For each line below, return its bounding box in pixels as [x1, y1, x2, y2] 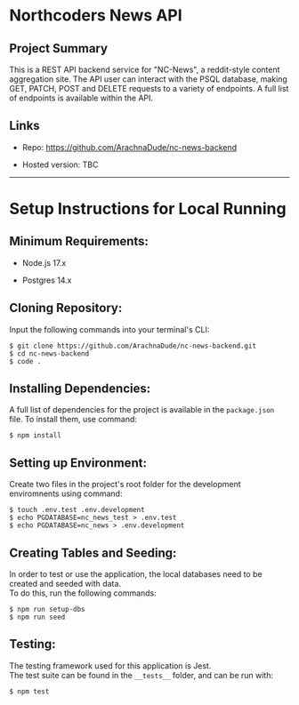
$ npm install [9, 431, 62, 440]
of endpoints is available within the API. [9, 92, 154, 103]
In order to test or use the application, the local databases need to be [9, 569, 263, 580]
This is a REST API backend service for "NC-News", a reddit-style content [9, 64, 280, 75]
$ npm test [9, 686, 50, 696]
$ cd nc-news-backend [9, 348, 90, 358]
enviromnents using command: [9, 488, 123, 499]
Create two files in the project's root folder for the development [9, 479, 241, 490]
